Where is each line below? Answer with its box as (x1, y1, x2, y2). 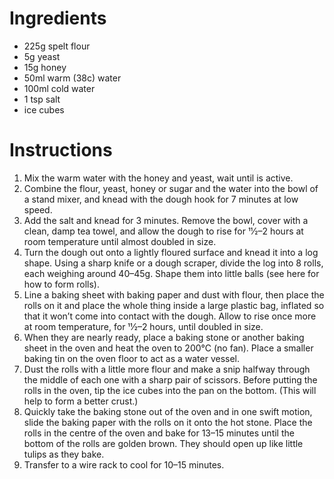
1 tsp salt (23, 93, 61, 105)
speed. (23, 203, 53, 216)
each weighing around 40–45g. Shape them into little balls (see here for (23, 267, 320, 279)
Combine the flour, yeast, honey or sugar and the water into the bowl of (23, 182, 319, 194)
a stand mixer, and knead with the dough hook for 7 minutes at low (23, 193, 299, 205)
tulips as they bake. (23, 448, 105, 460)
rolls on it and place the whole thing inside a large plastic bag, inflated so (23, 299, 325, 311)
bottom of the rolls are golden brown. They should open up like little (23, 437, 304, 449)
